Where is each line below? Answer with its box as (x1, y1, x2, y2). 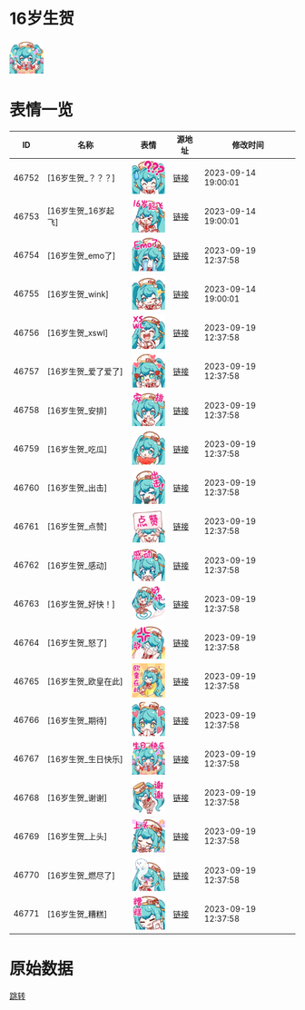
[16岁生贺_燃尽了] (46, 869, 115, 881)
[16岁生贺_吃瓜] (46, 443, 107, 454)
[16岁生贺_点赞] (46, 521, 107, 532)
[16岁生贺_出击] (46, 482, 107, 493)
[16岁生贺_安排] (46, 405, 107, 416)
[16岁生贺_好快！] (46, 599, 115, 609)
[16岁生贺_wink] (46, 288, 109, 300)
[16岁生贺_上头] (46, 831, 107, 842)
